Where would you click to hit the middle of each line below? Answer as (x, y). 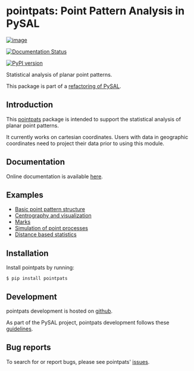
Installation (27, 253)
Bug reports (29, 348)
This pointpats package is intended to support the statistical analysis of (94, 119)
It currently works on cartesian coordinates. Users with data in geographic (97, 137)
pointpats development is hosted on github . (60, 311)
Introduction (30, 105)
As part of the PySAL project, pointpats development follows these (88, 323)
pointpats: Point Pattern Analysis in (96, 11)
